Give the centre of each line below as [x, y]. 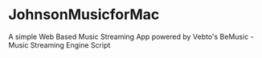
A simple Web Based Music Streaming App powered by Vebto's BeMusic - [131, 37]
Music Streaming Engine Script [59, 44]
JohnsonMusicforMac [84, 15]
